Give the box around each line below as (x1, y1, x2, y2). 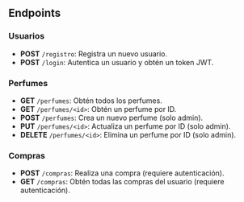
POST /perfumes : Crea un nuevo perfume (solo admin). (19, 113, 204, 122)
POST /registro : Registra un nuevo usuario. (19, 48, 168, 59)
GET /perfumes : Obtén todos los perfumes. (19, 96, 163, 105)
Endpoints (8, 6, 61, 20)
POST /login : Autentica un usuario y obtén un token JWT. (19, 57, 214, 67)
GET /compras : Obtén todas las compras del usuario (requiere (19, 177, 225, 187)
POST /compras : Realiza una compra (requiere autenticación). (19, 168, 225, 178)
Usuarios (8, 31, 45, 42)
